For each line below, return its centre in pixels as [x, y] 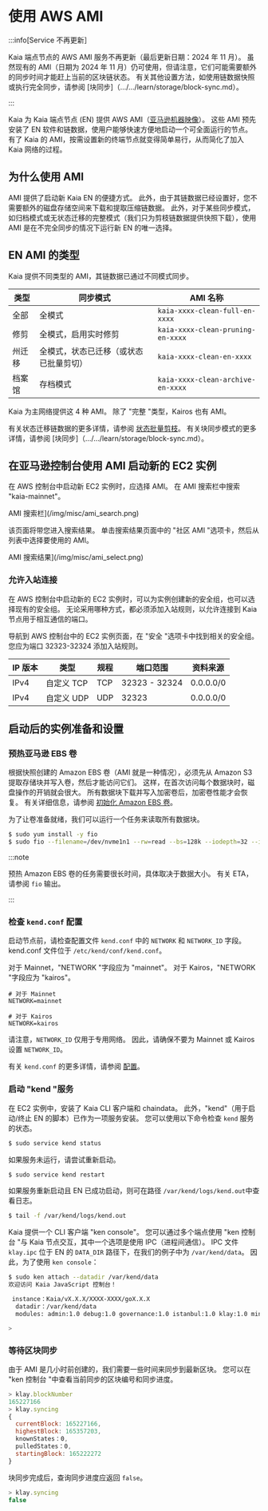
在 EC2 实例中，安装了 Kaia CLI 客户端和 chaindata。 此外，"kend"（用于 [128, 1108]
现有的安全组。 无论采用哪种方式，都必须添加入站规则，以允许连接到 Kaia [136, 609]
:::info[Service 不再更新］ [50, 40]
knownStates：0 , [42, 1439]
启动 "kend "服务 [41, 1089]
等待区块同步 [33, 1350]
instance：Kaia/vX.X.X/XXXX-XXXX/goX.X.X [81, 1299]
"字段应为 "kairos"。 [42, 978]
